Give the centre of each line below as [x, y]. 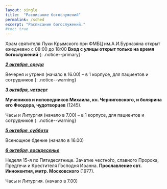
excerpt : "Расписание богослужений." [45, 24]
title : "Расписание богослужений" [43, 15]
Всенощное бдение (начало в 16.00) [45, 140]
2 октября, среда [25, 65]
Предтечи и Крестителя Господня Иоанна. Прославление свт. [74, 166]
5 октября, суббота [27, 131]
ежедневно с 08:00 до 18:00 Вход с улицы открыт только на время [80, 49]
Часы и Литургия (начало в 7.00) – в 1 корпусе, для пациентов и [75, 115]
